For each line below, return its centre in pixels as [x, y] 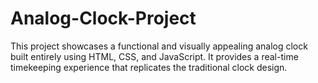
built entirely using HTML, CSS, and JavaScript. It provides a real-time [154, 56]
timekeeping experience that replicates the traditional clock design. [149, 67]
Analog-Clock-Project [103, 18]
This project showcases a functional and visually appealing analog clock [159, 46]
